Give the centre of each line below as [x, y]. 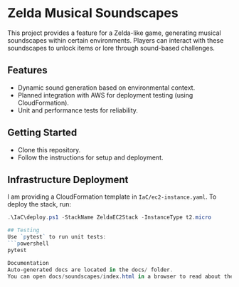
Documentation [28, 263]
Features [27, 70]
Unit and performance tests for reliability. [78, 110]
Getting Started [42, 133]
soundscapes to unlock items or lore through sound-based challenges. [111, 48]
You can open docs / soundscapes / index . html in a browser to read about [114, 276]
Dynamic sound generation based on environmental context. [106, 88]
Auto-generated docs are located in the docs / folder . [90, 270]
